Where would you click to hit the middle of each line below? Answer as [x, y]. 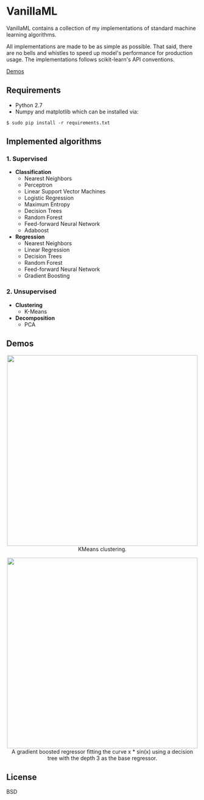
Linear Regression [47, 250]
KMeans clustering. [102, 549]
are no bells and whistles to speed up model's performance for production [100, 52]
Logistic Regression [49, 198]
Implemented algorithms [54, 142]
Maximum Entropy [47, 204]
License [22, 777]
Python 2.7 [29, 105]
